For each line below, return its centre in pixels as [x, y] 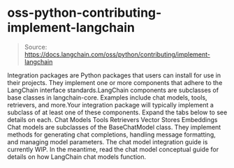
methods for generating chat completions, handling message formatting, [111, 135]
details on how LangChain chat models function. [77, 156]
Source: [36, 47]
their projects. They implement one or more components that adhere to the [115, 82]
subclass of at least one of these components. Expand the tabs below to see [117, 112]
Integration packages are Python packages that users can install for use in [114, 75]
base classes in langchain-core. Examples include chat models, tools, [107, 97]
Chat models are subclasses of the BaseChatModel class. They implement [114, 127]
